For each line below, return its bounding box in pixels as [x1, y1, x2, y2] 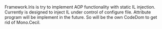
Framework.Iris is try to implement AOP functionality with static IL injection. [4, 4, 156, 10]
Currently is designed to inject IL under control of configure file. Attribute [4, 9, 151, 15]
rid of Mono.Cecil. [4, 19, 41, 25]
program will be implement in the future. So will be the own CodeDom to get [4, 14, 157, 20]
